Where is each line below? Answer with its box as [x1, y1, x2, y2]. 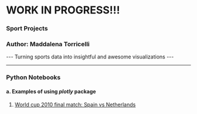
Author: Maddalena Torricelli [6, 40, 90, 49]
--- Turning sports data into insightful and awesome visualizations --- [6, 53, 174, 60]
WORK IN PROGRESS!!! [6, 4, 120, 17]
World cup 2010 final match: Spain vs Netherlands [14, 101, 136, 108]
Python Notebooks [6, 74, 61, 82]
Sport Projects [6, 25, 48, 33]
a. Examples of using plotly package [6, 88, 96, 95]
